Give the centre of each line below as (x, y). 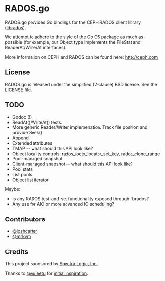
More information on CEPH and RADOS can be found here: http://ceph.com (82, 57)
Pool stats (22, 169)
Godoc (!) (22, 117)
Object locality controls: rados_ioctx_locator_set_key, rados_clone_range (86, 154)
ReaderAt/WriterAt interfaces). (36, 47)
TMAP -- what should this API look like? (52, 148)
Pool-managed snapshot (37, 158)
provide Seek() (27, 132)
